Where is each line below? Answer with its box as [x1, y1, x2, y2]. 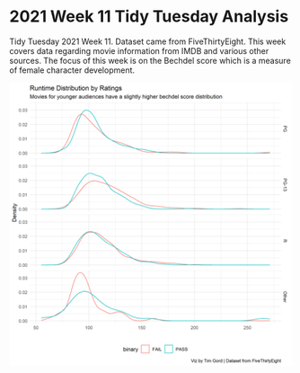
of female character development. [9, 65, 136, 75]
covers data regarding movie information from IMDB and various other [9, 45, 269, 56]
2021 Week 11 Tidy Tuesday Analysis [9, 6, 289, 27]
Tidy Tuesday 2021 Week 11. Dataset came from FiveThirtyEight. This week [9, 36, 287, 47]
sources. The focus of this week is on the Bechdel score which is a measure [9, 55, 292, 66]
